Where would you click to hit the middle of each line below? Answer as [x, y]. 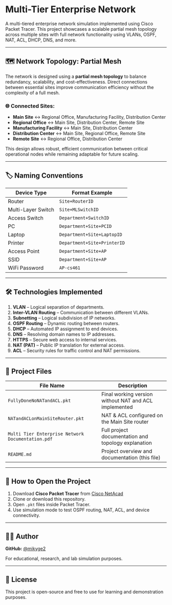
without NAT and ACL [127, 401]
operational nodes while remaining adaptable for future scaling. [72, 154]
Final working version [127, 394]
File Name [52, 386]
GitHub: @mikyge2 [26, 549]
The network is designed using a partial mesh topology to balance [76, 76]
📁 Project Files [29, 371]
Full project [115, 430]
